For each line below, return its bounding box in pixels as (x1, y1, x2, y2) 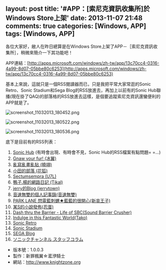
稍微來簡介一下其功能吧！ (20, 49, 73, 55)
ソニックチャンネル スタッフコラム (12, 236, 83, 242)
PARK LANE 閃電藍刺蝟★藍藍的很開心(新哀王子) (12, 197, 111, 203)
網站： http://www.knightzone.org (12, 259, 81, 265)
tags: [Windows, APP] (5, 30, 75, 38)
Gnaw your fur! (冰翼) (12, 155, 57, 161)
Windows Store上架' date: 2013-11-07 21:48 (5, 14, 143, 22)
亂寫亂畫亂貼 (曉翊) (12, 161, 52, 167)
